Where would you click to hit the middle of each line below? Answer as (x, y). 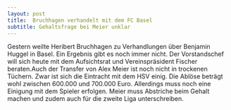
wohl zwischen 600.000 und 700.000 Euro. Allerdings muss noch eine (109, 84)
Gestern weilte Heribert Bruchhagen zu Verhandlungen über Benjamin (109, 47)
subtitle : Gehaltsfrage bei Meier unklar (69, 27)
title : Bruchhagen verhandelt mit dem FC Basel (80, 20)
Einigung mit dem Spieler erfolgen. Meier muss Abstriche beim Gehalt (108, 91)
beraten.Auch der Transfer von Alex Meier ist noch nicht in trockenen (107, 69)
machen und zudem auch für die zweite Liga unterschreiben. (96, 99)
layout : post (26, 14)
